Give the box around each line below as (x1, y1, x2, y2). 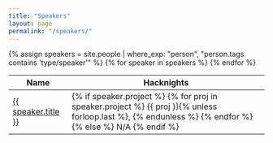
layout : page (8, 19, 53, 28)
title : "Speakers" (8, 11, 71, 20)
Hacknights (143, 77, 189, 89)
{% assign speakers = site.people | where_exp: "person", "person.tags (8, 50, 245, 59)
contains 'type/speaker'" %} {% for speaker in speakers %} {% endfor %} (8, 58, 257, 67)
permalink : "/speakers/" (8, 27, 93, 35)
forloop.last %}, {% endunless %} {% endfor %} (71, 111, 253, 123)
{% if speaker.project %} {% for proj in (71, 91, 218, 102)
